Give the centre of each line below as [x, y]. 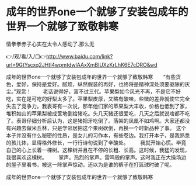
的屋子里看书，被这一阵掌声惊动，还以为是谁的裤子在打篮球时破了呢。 [90, 164]
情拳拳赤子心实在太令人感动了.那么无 [50, 44]
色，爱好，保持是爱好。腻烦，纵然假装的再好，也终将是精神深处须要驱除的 [95, 84]
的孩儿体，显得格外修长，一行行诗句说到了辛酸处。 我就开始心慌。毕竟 [96, 142]
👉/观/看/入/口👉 [26, 56]
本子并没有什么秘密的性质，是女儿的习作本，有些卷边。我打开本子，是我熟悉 [98, 135]
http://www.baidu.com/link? [80, 56]
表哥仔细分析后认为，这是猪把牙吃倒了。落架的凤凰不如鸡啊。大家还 [98, 120]
